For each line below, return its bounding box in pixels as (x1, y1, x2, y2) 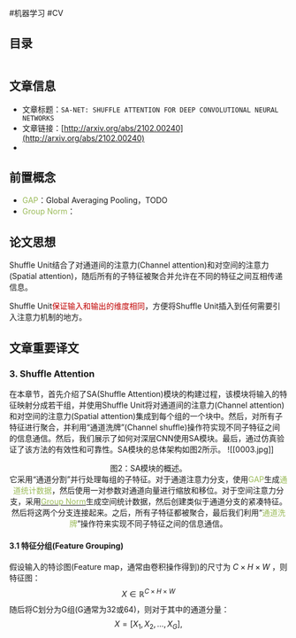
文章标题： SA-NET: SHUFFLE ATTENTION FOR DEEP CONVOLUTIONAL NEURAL (21, 104, 279, 114)
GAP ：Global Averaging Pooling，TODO (21, 195, 168, 206)
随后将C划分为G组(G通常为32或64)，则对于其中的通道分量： (9, 603, 230, 614)
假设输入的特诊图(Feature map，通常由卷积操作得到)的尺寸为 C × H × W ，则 (9, 562, 288, 572)
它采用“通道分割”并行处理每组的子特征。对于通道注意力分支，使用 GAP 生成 (9, 473, 280, 485)
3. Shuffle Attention (9, 367, 95, 379)
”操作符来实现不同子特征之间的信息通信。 (76, 517, 228, 529)
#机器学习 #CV (9, 8, 64, 18)
